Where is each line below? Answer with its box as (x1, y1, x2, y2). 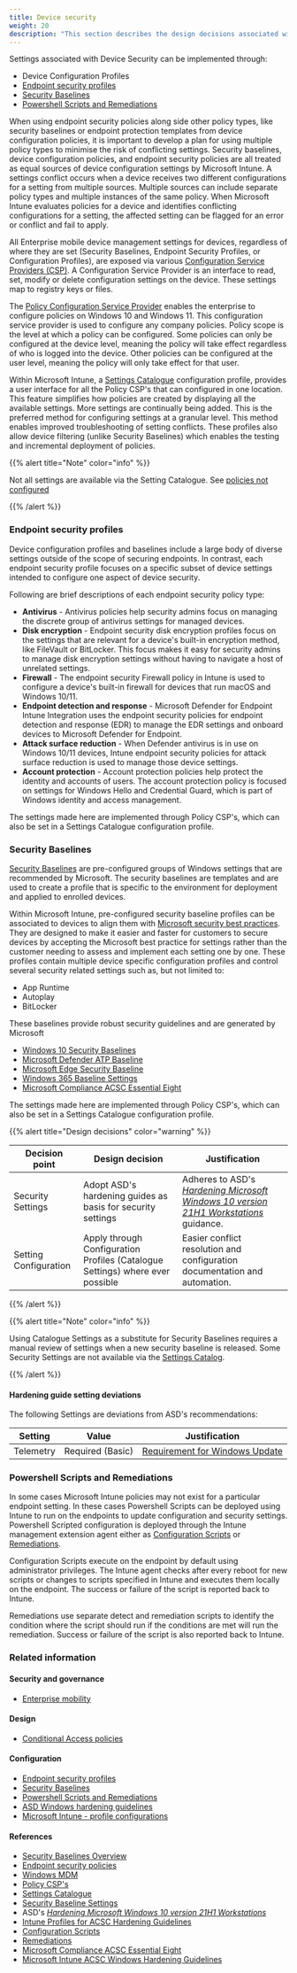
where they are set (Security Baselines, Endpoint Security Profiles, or (9, 246, 261, 257)
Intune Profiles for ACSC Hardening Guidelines (21, 1916, 192, 1927)
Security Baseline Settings (21, 1898, 118, 1908)
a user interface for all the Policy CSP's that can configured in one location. (9, 384, 283, 395)
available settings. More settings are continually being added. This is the (9, 403, 272, 414)
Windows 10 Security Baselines (21, 1044, 137, 1055)
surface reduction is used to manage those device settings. (21, 756, 239, 767)
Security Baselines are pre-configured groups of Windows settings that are (9, 863, 283, 873)
